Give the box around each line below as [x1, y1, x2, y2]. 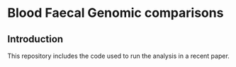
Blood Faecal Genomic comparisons [7, 5, 224, 21]
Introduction [7, 33, 64, 45]
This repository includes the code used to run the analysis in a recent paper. [7, 51, 230, 60]
